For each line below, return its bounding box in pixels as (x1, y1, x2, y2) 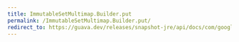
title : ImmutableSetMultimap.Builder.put (7, 10, 132, 18)
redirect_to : (7, 23, 46, 31)
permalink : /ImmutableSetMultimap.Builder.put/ (7, 17, 152, 24)
